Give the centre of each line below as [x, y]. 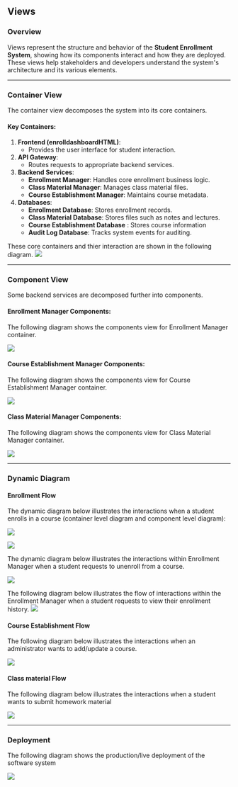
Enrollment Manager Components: [59, 312]
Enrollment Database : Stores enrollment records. [100, 210]
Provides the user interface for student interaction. [102, 150]
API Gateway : [38, 157]
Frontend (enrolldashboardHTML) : [69, 142]
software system [32, 763]
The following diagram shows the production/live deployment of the [106, 755]
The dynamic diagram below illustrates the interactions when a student [111, 511]
